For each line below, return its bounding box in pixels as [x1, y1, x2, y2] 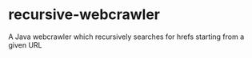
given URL [8, 40, 42, 49]
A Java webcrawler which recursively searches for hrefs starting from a [8, 32, 245, 41]
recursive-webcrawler [8, 6, 161, 24]
